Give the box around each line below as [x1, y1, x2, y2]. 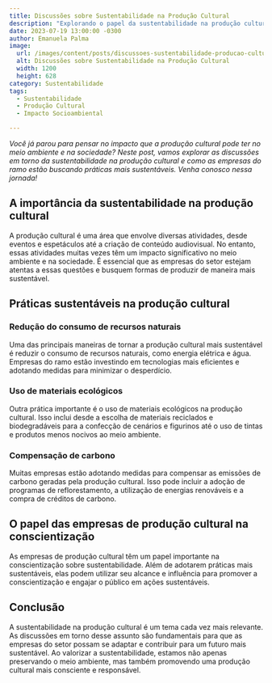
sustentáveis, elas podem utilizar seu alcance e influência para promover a [9, 568, 257, 578]
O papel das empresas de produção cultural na [9, 517, 249, 531]
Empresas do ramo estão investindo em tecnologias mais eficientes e [9, 356, 240, 366]
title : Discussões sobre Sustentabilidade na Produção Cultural [9, 11, 230, 20]
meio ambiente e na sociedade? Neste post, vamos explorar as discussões [9, 147, 259, 157]
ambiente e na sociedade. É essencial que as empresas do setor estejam [9, 256, 252, 266]
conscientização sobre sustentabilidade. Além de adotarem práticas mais [9, 559, 253, 570]
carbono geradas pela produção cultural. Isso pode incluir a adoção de [9, 477, 245, 487]
